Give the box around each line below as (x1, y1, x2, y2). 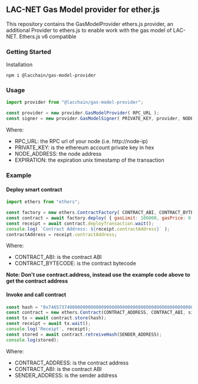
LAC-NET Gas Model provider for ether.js (6, 5, 160, 15)
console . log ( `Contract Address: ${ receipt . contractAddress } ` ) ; (6, 226, 170, 232)
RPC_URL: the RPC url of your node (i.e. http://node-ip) (14, 138, 148, 145)
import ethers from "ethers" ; (6, 199, 81, 205)
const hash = (6, 304, 38, 310)
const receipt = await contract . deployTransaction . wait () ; (6, 221, 154, 227)
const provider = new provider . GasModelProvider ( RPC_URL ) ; (6, 110, 160, 116)
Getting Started (6, 47, 51, 55)
